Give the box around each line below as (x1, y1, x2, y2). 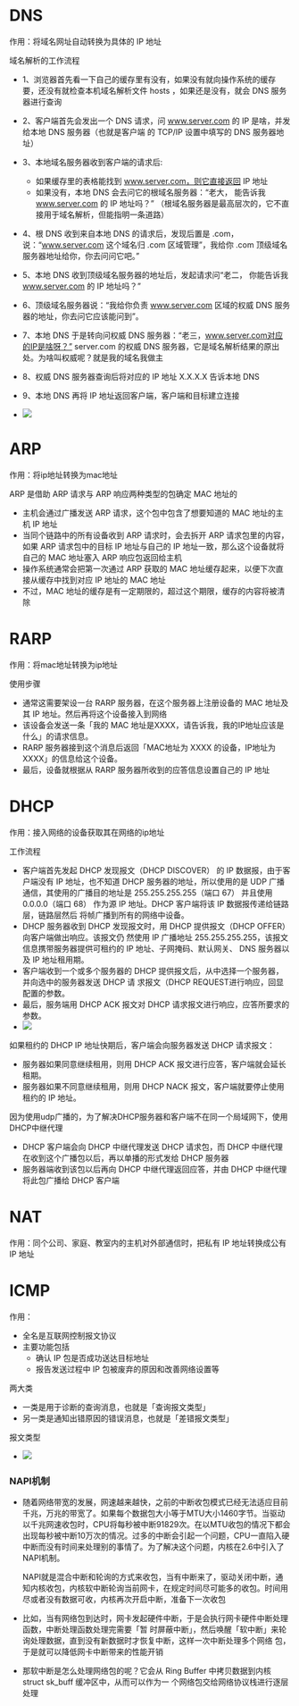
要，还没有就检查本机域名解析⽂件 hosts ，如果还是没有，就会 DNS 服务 (21, 85, 287, 96)
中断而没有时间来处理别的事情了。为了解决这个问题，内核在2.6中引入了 (21, 1541, 285, 1551)
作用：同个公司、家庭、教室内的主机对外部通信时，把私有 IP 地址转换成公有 (9, 1237, 287, 1248)
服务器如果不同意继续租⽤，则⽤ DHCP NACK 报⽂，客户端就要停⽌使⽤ (21, 1080, 285, 1091)
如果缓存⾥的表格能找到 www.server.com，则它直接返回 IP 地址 (35, 175, 269, 186)
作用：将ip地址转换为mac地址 (9, 469, 119, 480)
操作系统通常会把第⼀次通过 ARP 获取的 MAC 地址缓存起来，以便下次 (21, 563, 277, 574)
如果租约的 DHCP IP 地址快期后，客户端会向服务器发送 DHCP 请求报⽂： (9, 1039, 275, 1050)
